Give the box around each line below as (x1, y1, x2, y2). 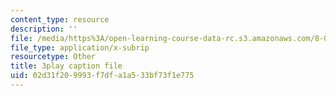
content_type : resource (10, 14, 110, 25)
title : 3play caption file (10, 61, 123, 71)
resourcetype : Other (10, 52, 97, 62)
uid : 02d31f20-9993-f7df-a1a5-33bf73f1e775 (10, 71, 195, 81)
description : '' (10, 24, 78, 34)
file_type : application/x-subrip (10, 42, 150, 53)
